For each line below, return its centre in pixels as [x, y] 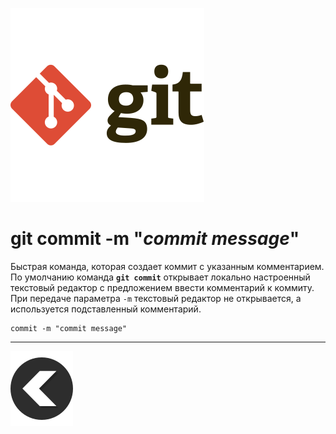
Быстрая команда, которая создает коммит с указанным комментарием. [167, 266]
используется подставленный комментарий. [106, 309]
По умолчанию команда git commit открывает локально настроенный [160, 277]
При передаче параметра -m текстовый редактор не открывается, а [156, 298]
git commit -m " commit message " [155, 239]
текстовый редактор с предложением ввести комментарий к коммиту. [162, 287]
